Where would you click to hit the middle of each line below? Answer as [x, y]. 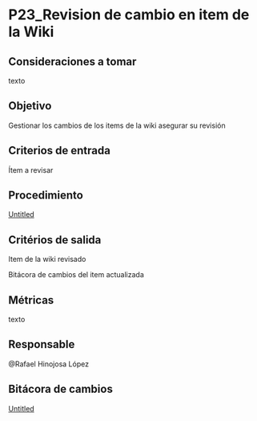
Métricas [31, 300]
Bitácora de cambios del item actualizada [76, 275]
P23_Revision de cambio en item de [129, 15]
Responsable [42, 344]
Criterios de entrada [59, 151]
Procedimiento [46, 196]
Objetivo [30, 106]
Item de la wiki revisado [47, 260]
